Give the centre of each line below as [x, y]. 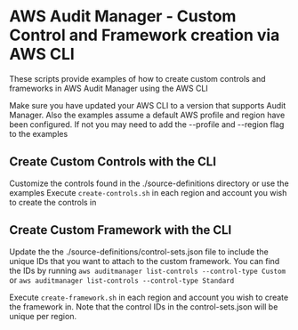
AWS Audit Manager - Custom [123, 16]
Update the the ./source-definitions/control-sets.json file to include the [139, 252]
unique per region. [43, 316]
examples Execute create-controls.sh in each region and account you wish [148, 192]
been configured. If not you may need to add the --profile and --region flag [147, 124]
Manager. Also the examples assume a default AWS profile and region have [147, 115]
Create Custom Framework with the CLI [121, 230]
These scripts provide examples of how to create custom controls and [137, 78]
